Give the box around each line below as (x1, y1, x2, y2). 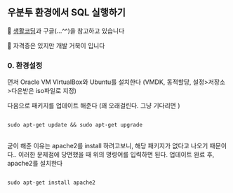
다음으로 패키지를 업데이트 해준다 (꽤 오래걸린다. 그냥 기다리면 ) (7, 101, 180, 110)
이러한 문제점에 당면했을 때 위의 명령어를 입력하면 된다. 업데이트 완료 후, (18, 150, 215, 159)
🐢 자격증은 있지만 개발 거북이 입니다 (7, 41, 105, 50)
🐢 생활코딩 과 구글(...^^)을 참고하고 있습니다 (7, 27, 125, 35)
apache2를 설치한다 (7, 159, 63, 168)
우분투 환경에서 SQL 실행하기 (7, 6, 126, 19)
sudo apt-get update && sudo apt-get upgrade (7, 122, 142, 129)
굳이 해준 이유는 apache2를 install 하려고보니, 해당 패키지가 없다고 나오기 (7, 142, 208, 150)
